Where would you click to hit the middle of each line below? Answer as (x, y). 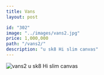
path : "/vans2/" (26, 44)
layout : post (22, 17)
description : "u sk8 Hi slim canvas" (52, 50)
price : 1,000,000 (27, 39)
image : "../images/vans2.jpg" (43, 33)
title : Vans (21, 11)
